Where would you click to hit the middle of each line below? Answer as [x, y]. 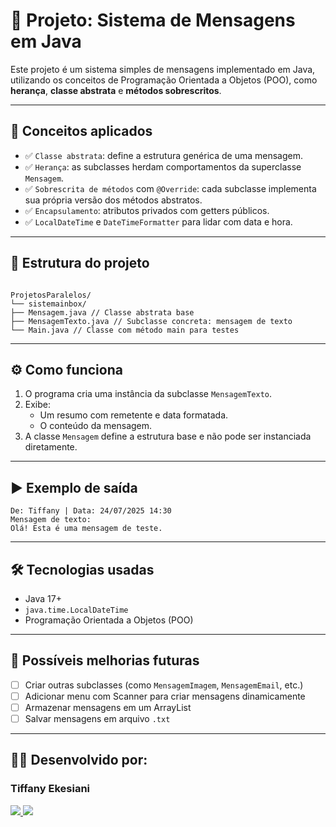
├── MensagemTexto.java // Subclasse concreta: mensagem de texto [151, 321]
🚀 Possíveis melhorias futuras [105, 660]
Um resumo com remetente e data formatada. [134, 415]
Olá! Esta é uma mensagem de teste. [86, 529]
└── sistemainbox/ [48, 304]
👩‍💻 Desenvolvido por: [79, 760]
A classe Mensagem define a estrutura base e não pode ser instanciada [168, 436]
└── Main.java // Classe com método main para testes [125, 330]
